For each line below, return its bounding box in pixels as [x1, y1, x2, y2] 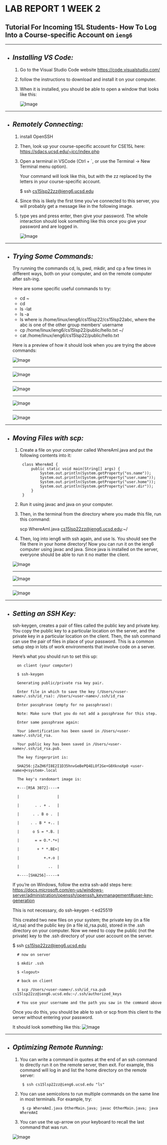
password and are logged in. [19, 223, 79, 229]
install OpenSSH [19, 133, 53, 139]
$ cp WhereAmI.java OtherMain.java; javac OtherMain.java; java [22, 1106, 158, 1111]
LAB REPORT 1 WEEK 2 [5, 3, 101, 14]
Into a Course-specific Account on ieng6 [5, 30, 133, 39]
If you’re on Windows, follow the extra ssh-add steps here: [12, 882, 133, 888]
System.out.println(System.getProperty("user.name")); [40, 475, 156, 480]
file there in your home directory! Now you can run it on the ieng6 [19, 541, 154, 547]
